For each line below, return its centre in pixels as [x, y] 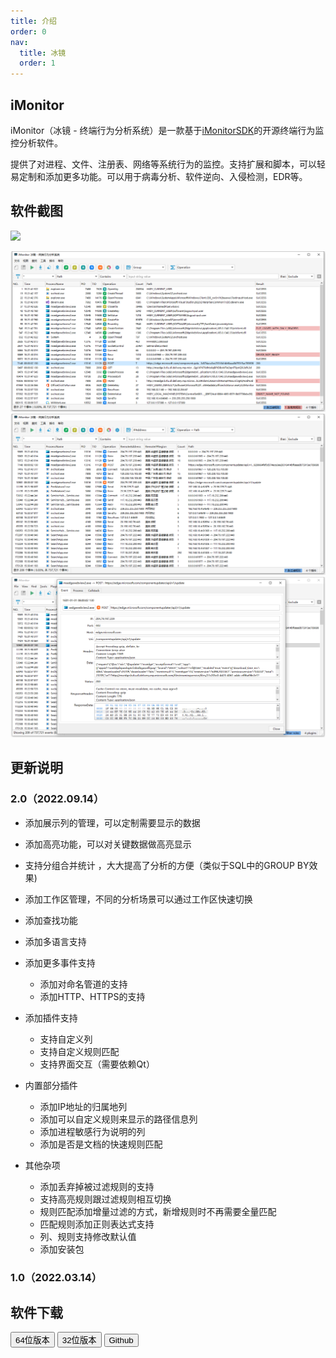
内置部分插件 [51, 1085]
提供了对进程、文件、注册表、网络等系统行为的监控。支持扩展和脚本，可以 [163, 164]
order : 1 [37, 63]
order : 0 [28, 31]
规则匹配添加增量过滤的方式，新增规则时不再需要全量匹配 [158, 1211]
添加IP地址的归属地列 [83, 1106]
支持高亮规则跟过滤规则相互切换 [105, 1199]
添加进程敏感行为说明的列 [92, 1131]
